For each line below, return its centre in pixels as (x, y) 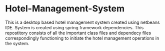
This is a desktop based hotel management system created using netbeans (82, 22)
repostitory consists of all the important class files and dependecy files (78, 33)
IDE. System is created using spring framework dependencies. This (74, 27)
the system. (17, 43)
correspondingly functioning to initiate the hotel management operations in (82, 38)
